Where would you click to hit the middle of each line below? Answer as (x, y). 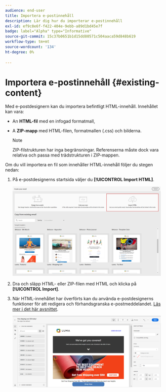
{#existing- (136, 82)
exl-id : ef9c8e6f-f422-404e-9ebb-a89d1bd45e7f (54, 26)
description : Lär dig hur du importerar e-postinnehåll (64, 21)
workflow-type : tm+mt (27, 42)
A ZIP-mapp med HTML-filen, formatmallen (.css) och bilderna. (77, 131)
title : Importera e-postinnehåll (40, 16)
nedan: (12, 170)
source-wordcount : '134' (31, 47)
